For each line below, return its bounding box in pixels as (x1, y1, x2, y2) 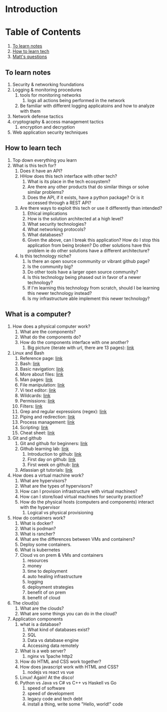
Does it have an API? (19, 168, 62, 174)
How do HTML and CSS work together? (19, 658, 101, 664)
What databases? (27, 231, 63, 237)
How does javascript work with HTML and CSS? (19, 663, 119, 669)
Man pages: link (19, 377, 53, 383)
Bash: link (19, 361, 40, 367)
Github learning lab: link (19, 446, 69, 452)
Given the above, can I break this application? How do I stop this (27, 237, 160, 243)
